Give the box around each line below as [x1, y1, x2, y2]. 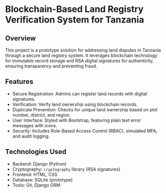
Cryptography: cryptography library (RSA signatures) [12, 166, 121, 172]
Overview [5, 34, 36, 42]
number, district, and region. [12, 112, 71, 118]
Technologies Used [5, 148, 66, 156]
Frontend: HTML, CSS [12, 171, 57, 178]
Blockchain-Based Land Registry [5, 3, 144, 15]
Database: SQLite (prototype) [12, 177, 73, 183]
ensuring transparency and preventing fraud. [5, 63, 97, 69]
